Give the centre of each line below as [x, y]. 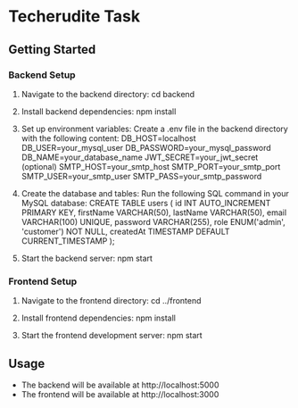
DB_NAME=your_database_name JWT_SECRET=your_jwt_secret [140, 157]
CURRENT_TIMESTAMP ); [68, 241]
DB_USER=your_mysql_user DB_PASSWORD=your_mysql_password [146, 147]
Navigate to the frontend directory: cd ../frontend [111, 301]
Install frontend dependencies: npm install [98, 318]
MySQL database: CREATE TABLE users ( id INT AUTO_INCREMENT [146, 203]
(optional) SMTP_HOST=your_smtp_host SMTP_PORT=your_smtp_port [151, 166]
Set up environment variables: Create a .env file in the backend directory [155, 129]
